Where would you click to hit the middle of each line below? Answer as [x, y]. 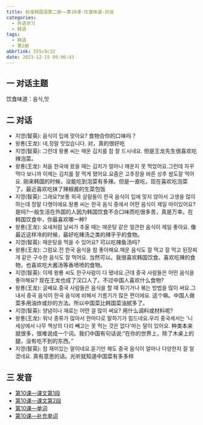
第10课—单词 [31, 409]
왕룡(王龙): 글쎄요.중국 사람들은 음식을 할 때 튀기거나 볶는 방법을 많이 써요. [103, 288]
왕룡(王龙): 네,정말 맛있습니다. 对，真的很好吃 [70, 143]
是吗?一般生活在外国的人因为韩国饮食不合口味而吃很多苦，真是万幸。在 [104, 212]
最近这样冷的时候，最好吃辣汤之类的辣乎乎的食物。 [79, 235]
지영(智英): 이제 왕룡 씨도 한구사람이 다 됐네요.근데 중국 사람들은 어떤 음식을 [105, 273]
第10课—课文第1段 [38, 393]
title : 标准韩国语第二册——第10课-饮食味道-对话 [60, 12]
